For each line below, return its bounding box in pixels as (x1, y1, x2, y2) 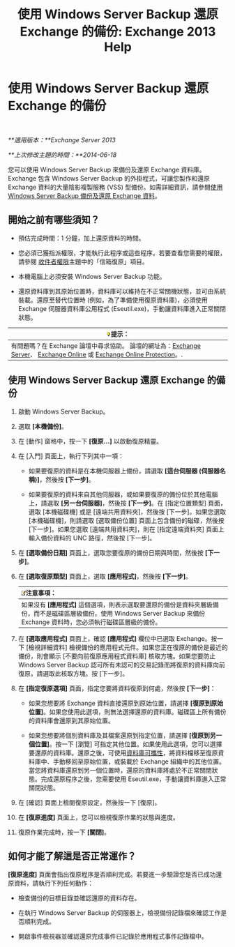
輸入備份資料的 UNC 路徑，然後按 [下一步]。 (28, 533, 156, 542)
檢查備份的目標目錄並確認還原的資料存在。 (17, 893, 141, 902)
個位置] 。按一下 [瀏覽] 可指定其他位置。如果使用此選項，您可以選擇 (28, 740, 222, 748)
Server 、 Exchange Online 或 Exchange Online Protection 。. (10, 350, 183, 358)
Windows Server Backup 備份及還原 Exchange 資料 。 (8, 191, 161, 199)
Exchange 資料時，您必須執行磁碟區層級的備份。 (21, 618, 162, 626)
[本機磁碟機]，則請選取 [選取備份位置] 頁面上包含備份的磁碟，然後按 (28, 516, 225, 524)
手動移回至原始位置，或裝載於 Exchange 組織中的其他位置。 (52, 757, 226, 766)
